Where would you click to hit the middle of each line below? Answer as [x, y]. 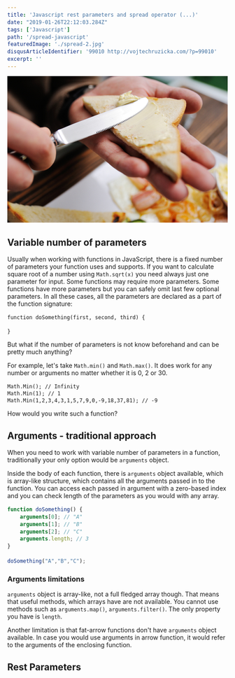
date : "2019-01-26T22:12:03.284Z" [58, 22]
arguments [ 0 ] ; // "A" [51, 517]
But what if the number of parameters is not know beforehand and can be [113, 345]
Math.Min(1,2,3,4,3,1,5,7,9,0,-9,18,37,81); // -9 [83, 401]
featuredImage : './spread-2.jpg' [56, 44]
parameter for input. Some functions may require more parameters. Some [113, 282]
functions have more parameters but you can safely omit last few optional [113, 289]
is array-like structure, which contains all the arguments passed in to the [111, 481]
